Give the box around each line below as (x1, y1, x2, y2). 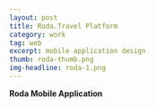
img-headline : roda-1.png (9, 64, 106, 73)
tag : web (9, 38, 42, 48)
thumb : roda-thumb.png (9, 55, 94, 64)
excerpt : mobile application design (9, 47, 146, 56)
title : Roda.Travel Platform (9, 22, 118, 31)
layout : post (9, 13, 58, 22)
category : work (9, 30, 66, 39)
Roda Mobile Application (9, 87, 103, 99)
